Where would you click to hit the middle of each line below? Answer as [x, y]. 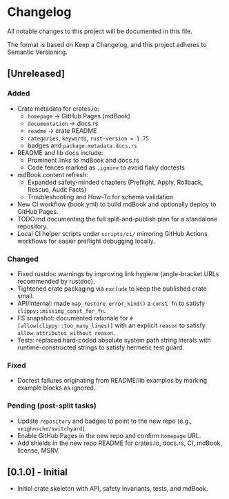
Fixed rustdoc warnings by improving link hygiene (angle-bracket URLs [118, 273]
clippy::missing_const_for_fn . [61, 310]
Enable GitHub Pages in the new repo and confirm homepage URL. [109, 435]
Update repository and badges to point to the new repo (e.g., [104, 421]
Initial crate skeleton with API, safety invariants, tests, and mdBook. [112, 489]
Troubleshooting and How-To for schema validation [100, 197]
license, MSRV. [38, 450]
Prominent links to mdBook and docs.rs [83, 160]
